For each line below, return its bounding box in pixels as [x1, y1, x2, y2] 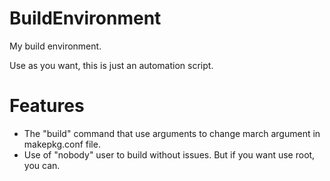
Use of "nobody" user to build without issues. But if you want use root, [23, 148, 316, 161]
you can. [23, 159, 61, 171]
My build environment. [9, 40, 102, 52]
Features [9, 95, 85, 117]
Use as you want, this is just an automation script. [9, 59, 214, 71]
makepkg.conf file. [23, 138, 101, 150]
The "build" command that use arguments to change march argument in [23, 127, 321, 139]
